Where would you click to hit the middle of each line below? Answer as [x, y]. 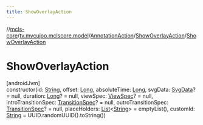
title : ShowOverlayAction [39, 12]
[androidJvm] [23, 83]
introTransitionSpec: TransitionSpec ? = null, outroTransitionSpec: [88, 102]
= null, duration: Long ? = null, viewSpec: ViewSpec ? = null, [80, 96]
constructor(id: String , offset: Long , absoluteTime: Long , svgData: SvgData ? [101, 89]
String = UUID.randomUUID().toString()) [56, 115]
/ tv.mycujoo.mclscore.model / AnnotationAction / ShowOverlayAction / [102, 35]
